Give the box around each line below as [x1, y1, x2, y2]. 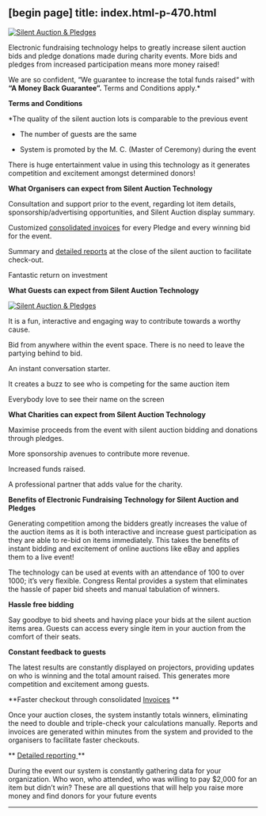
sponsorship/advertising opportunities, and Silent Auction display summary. [8, 207, 256, 217]
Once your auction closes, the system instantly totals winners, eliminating [8, 710, 248, 719]
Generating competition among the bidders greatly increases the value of [8, 518, 248, 528]
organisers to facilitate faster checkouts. [8, 735, 140, 745]
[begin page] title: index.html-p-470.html [8, 6, 217, 20]
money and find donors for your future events [8, 791, 157, 800]
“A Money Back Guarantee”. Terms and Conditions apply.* [8, 83, 200, 93]
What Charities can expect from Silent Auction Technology [8, 409, 206, 419]
